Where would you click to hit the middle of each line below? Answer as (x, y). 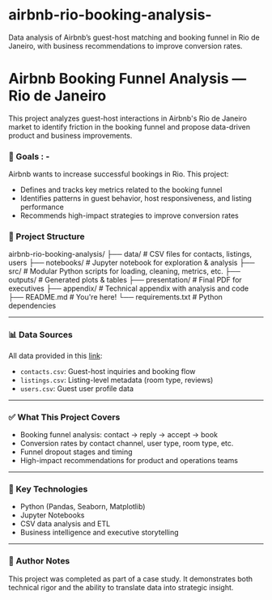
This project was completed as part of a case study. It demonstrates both (131, 579)
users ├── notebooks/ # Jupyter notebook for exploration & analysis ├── (132, 263)
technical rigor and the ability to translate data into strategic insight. (121, 587)
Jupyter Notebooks (52, 515)
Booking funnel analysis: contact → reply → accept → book (119, 435)
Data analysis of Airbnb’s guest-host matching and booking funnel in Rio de (134, 37)
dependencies (32, 306)
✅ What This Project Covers (64, 417)
